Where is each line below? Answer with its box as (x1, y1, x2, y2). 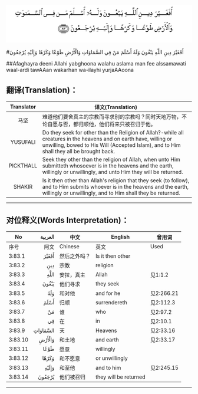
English (111, 234, 130, 241)
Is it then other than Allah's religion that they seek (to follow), (42, 176, 190, 184)
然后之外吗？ (59, 252, 91, 260)
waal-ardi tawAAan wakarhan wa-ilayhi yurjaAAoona (6, 67, 134, 74)
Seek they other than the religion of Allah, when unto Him (42, 156, 181, 163)
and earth (95, 336, 119, 343)
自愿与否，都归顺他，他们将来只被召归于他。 (47, 120, 156, 127)
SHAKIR (14, 183, 33, 190)
